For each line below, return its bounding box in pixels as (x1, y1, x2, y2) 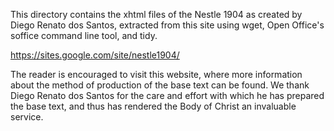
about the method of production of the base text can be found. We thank (10, 79, 310, 91)
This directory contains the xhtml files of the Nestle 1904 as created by (10, 9, 303, 20)
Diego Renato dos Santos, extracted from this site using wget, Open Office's (10, 19, 325, 31)
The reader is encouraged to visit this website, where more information (10, 69, 303, 80)
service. (10, 111, 44, 123)
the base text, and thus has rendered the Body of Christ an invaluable (10, 100, 297, 112)
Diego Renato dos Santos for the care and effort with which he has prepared (10, 90, 325, 101)
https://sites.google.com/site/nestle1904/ (10, 49, 180, 61)
